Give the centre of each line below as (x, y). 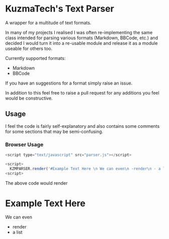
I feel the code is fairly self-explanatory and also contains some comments (82, 126)
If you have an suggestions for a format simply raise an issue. (69, 83)
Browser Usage (24, 144)
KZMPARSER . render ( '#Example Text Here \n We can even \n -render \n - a (85, 169)
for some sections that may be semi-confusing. (54, 131)
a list (17, 232)
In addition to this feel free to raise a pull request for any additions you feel (82, 93)
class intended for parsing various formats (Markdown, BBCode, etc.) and (82, 38)
